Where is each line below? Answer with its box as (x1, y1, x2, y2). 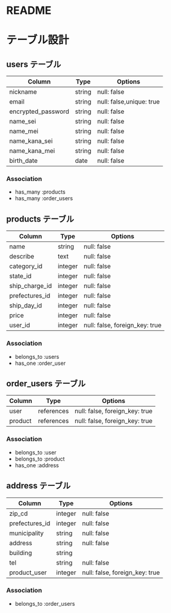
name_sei (9, 117, 36, 126)
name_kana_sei (9, 137, 53, 145)
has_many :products (14, 188, 66, 195)
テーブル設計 (6, 33, 69, 47)
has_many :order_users (14, 195, 73, 202)
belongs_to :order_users (14, 600, 75, 607)
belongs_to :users (14, 353, 60, 360)
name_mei (9, 127, 39, 136)
